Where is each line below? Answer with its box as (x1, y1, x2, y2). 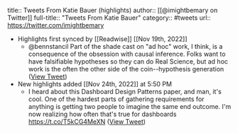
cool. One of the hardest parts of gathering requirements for (28, 95, 205, 103)
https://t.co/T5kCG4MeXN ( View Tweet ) (28, 117, 146, 126)
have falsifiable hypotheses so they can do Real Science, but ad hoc (28, 57, 229, 66)
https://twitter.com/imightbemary (7, 21, 104, 29)
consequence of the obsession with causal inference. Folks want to (28, 50, 226, 58)
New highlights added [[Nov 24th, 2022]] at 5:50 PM (17, 80, 173, 88)
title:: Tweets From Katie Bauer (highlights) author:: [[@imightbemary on (7, 6, 218, 14)
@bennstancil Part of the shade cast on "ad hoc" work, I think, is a (28, 42, 223, 50)
